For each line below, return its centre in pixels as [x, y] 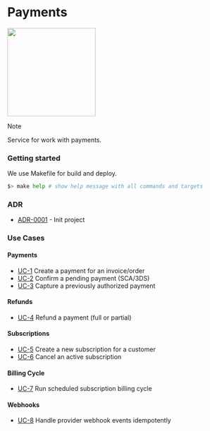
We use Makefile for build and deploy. [62, 174]
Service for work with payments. [55, 140]
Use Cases [26, 238]
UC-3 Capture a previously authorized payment [86, 286]
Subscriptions [29, 334]
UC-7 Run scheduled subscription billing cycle [85, 389]
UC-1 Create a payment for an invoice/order [81, 271]
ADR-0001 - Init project [51, 220]
